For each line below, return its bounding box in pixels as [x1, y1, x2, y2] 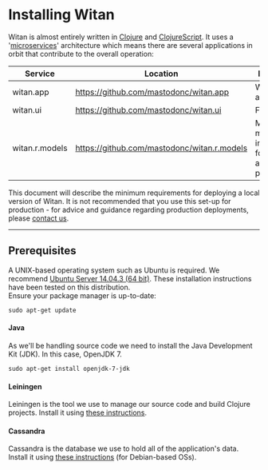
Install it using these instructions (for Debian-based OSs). [8, 452, 197, 462]
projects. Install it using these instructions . [8, 408, 148, 417]
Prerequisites [8, 244, 77, 257]
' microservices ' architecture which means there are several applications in [8, 40, 253, 50]
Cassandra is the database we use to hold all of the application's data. [8, 444, 239, 453]
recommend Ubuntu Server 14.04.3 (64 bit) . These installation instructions [8, 273, 252, 283]
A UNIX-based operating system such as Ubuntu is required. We [8, 265, 220, 275]
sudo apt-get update [8, 306, 77, 314]
